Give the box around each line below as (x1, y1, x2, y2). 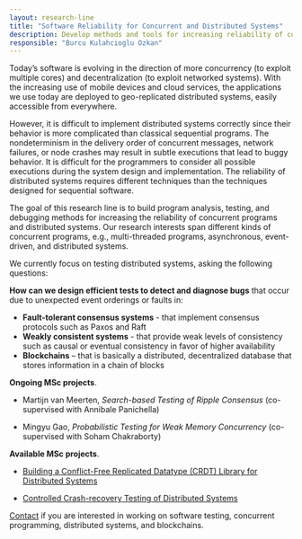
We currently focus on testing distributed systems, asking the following (9, 258, 272, 269)
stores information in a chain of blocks (22, 360, 164, 371)
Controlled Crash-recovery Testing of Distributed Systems (22, 493, 238, 504)
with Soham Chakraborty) (66, 431, 162, 442)
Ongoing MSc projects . (9, 377, 97, 388)
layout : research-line (9, 13, 94, 22)
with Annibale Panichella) (66, 404, 160, 415)
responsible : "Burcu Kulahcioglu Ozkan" (9, 38, 164, 48)
